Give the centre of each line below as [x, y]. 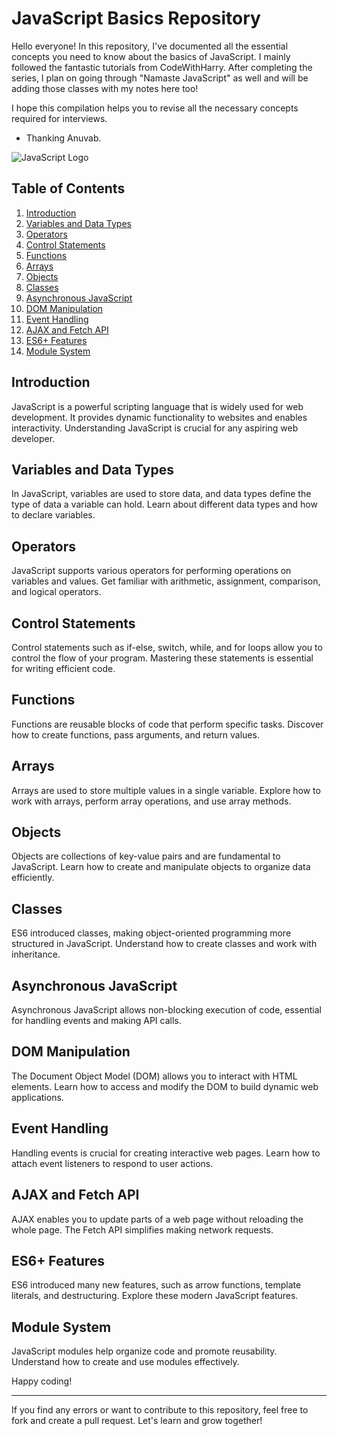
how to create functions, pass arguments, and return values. [135, 734]
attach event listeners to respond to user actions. [112, 1163]
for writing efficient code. [63, 668]
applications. [37, 1097]
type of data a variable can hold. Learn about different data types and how [164, 504]
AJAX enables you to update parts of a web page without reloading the [157, 1219]
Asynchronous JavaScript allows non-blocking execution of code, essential [166, 1010]
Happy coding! [42, 1381]
